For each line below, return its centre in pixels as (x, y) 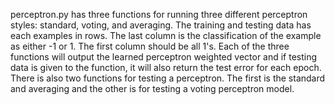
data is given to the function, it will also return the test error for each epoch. (166, 67)
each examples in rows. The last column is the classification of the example (166, 35)
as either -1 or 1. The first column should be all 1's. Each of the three (150, 46)
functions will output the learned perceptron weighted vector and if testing (164, 57)
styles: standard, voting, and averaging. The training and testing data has (161, 25)
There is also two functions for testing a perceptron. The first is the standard (168, 78)
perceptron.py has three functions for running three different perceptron (159, 14)
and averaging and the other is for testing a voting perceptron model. (152, 88)
